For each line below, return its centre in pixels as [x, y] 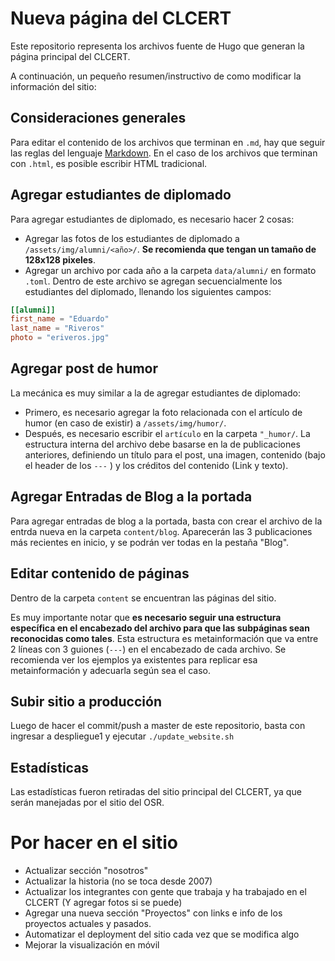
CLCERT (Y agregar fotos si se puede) [103, 903]
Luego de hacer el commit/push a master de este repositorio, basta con [158, 726]
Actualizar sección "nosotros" [86, 871]
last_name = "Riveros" [57, 328]
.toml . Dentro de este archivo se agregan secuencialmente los [153, 281]
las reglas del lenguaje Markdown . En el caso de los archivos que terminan [164, 153]
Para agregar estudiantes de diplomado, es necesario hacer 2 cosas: [152, 219]
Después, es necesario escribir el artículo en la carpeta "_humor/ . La [167, 433]
